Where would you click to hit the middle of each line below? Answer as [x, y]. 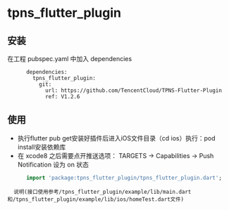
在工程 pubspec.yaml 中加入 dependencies [70, 59]
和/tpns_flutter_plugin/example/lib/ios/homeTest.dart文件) [96, 199]
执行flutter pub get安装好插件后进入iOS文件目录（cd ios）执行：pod [117, 138]
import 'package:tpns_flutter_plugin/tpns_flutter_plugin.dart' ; [124, 178]
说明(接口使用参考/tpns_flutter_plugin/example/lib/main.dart [103, 192]
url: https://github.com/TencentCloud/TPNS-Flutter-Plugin [133, 91]
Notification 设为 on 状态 [53, 164]
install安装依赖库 [42, 147]
